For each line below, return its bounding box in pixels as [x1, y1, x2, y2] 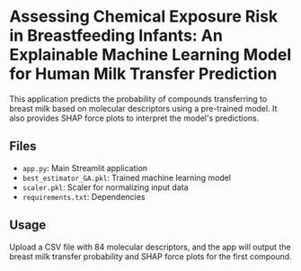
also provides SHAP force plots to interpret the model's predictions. [9, 113, 260, 123]
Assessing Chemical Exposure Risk [9, 6, 279, 27]
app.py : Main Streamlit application [22, 162, 148, 173]
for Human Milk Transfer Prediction [9, 64, 278, 85]
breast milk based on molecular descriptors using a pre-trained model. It [9, 103, 278, 113]
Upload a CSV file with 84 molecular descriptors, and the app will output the [9, 241, 291, 252]
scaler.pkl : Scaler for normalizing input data [22, 182, 189, 193]
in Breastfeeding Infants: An [9, 25, 223, 46]
